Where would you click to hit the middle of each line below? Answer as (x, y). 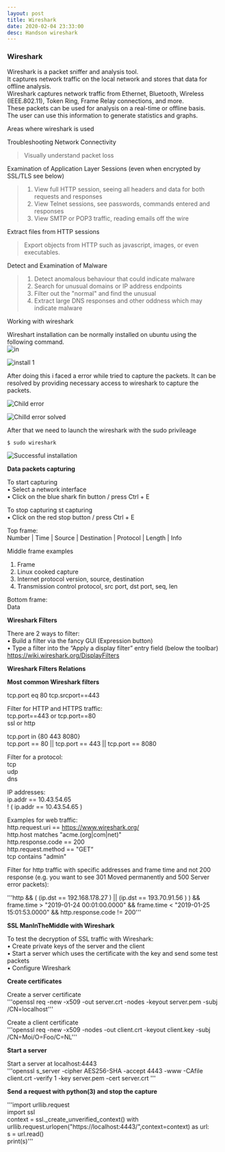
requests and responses (68, 196)
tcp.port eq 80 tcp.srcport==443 (53, 695)
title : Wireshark (32, 20)
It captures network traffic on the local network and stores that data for (107, 79)
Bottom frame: (27, 599)
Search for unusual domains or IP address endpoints (108, 286)
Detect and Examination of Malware (57, 266)
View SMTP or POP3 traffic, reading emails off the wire (111, 218)
